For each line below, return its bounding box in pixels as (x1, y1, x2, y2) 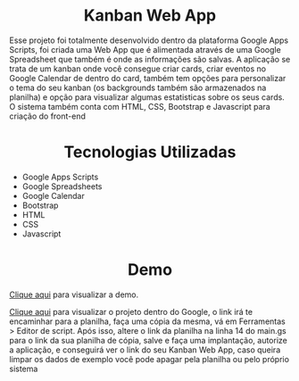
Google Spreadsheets (21, 180, 103, 192)
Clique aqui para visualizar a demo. (9, 289, 139, 300)
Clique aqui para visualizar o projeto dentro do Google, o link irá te (9, 306, 253, 317)
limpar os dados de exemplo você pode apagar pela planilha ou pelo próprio (9, 353, 290, 364)
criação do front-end (9, 111, 87, 121)
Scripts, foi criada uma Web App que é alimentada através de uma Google (9, 44, 281, 54)
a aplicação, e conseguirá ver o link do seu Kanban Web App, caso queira (9, 344, 281, 355)
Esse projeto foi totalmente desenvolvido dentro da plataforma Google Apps (9, 35, 288, 46)
